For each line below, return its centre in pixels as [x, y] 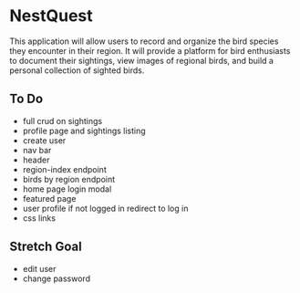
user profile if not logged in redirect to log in [105, 208]
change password [57, 278]
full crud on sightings [62, 120]
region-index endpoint [64, 169]
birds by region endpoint [69, 179]
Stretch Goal [46, 247]
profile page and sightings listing [84, 131]
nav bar [37, 150]
